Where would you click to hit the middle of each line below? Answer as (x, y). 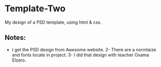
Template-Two (35, 9)
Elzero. (19, 60)
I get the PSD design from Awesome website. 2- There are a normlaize (84, 49)
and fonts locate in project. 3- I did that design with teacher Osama (80, 55)
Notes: (15, 38)
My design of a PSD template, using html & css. (53, 22)
